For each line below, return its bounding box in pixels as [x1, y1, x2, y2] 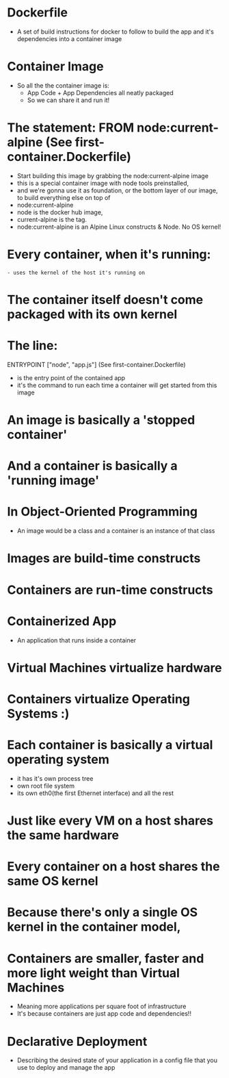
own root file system [16, 781, 75, 790]
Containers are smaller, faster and [7, 951, 204, 966]
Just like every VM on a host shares [7, 813, 214, 828]
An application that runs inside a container [16, 636, 137, 644]
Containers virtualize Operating [7, 691, 190, 707]
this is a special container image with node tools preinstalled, [16, 179, 189, 187]
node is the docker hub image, [16, 208, 103, 216]
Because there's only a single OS [7, 905, 198, 920]
